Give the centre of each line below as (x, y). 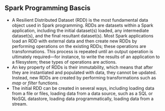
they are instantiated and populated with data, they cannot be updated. (84, 72)
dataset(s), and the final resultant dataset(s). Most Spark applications (82, 36)
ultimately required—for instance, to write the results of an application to (86, 57)
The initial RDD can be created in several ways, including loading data (83, 88)
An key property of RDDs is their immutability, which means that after (82, 67)
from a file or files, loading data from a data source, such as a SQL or (82, 93)
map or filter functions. (35, 83)
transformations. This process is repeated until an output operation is (82, 51)
